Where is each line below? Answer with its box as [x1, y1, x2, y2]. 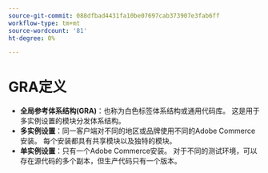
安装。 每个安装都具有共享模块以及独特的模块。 [19, 136, 177, 146]
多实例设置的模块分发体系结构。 [19, 116, 126, 126]
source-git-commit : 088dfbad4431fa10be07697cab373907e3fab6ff [8, 11, 220, 20]
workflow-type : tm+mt [8, 19, 81, 27]
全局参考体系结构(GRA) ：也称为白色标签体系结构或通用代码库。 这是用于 [19, 106, 260, 116]
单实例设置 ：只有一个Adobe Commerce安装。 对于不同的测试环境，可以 [19, 146, 258, 156]
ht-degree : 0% [8, 34, 56, 42]
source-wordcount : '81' [8, 26, 88, 34]
